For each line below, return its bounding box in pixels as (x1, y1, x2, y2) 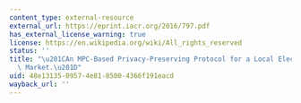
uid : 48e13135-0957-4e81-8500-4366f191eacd (9, 72, 175, 81)
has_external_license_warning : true (9, 30, 146, 39)
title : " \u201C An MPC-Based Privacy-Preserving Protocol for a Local (9, 55, 275, 64)
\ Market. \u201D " (17, 64, 82, 73)
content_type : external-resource (9, 13, 134, 22)
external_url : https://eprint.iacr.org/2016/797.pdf (9, 21, 211, 30)
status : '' (9, 47, 50, 56)
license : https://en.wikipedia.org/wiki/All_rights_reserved (9, 38, 243, 47)
